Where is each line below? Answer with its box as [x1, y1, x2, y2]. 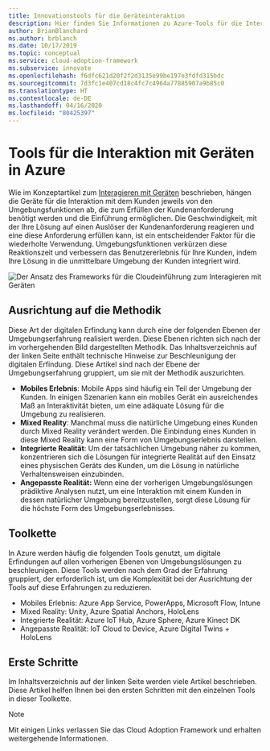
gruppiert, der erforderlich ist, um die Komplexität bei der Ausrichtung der [8, 574, 253, 583]
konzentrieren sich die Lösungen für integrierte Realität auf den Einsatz [19, 452, 256, 462]
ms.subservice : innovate [8, 64, 92, 73]
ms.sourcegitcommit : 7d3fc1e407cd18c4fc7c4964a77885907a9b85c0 [8, 79, 225, 87]
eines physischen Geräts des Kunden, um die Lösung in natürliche [19, 460, 239, 470]
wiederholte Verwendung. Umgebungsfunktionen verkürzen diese [8, 239, 227, 248]
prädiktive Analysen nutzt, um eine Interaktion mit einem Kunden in [19, 486, 242, 496]
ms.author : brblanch [8, 34, 78, 43]
